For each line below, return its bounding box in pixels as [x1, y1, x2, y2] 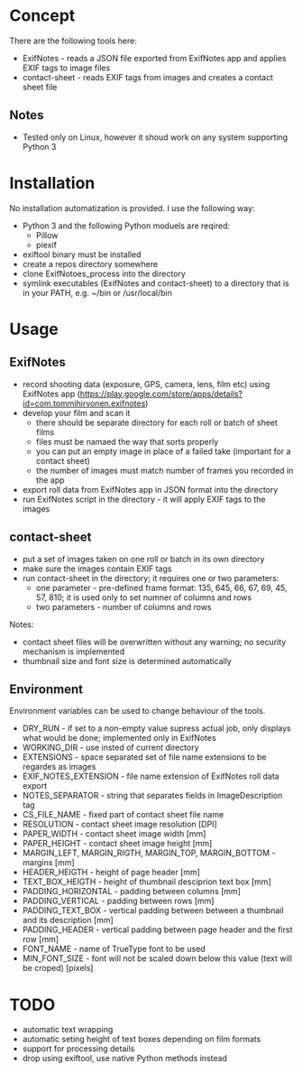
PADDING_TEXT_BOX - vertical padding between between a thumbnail [22, 905, 284, 916]
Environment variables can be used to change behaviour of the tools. [9, 706, 266, 716]
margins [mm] [22, 857, 75, 868]
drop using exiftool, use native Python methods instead [22, 1053, 228, 1064]
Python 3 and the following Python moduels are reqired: [22, 220, 231, 231]
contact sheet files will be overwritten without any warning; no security [22, 636, 287, 647]
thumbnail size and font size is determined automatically [22, 655, 232, 666]
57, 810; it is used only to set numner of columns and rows [35, 592, 252, 603]
